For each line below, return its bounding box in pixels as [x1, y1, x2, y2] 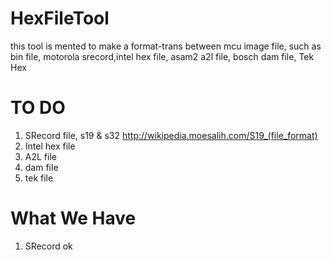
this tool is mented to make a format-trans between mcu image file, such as [10, 40, 322, 52]
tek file [24, 172, 54, 184]
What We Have [10, 207, 137, 230]
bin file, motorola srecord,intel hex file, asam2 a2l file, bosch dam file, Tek [10, 50, 315, 62]
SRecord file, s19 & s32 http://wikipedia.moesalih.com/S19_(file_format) [24, 129, 318, 141]
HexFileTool [10, 7, 110, 30]
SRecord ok [24, 240, 73, 252]
